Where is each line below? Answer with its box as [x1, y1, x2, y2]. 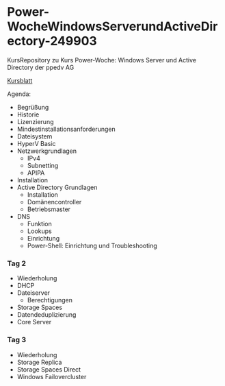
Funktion [27, 219, 53, 228]
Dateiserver [16, 289, 50, 297]
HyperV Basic [16, 139, 56, 147]
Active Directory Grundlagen [16, 183, 98, 191]
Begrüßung [16, 103, 49, 111]
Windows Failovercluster [16, 372, 87, 381]
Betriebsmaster [27, 205, 70, 213]
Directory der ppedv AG [7, 63, 75, 71]
